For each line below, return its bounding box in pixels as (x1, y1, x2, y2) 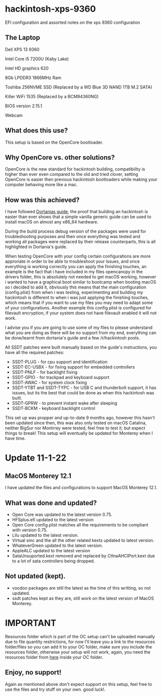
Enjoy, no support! (5, 668, 62, 677)
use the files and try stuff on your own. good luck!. (5, 686, 105, 692)
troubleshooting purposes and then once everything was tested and (5, 234, 141, 239)
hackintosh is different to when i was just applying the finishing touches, (5, 295, 149, 301)
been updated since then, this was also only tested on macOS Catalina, (5, 420, 147, 426)
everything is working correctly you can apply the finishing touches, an (5, 264, 147, 270)
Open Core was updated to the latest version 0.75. (12, 511, 113, 517)
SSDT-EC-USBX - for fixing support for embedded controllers (12, 364, 135, 370)
